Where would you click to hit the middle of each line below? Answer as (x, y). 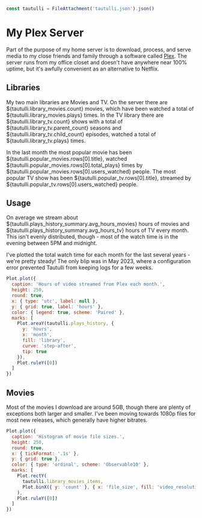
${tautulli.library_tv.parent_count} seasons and (64, 128)
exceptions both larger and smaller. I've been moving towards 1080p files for (101, 413)
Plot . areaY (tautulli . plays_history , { (66, 323)
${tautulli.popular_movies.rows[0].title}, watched (67, 158)
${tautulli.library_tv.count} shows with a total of (65, 121)
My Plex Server (45, 33)
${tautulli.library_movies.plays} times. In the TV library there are (85, 115)
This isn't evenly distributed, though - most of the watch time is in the (92, 237)
